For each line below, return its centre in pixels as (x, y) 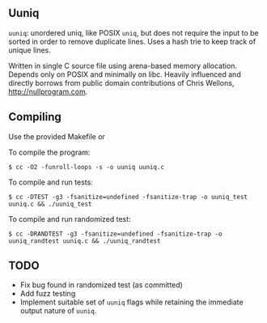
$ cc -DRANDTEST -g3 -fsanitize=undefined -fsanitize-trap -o (115, 234)
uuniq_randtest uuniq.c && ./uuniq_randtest (85, 241)
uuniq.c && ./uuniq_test (50, 204)
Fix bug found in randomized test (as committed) (102, 285)
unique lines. (30, 50)
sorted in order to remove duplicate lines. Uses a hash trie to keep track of (132, 41)
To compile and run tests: (51, 182)
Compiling (35, 117)
